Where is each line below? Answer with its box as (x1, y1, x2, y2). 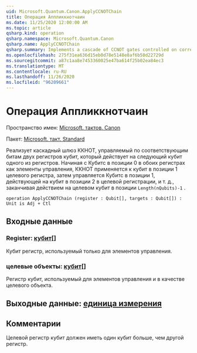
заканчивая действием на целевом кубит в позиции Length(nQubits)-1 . (6, 184, 186, 191)
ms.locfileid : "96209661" (6, 80, 69, 86)
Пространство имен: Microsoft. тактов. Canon (6, 124, 121, 131)
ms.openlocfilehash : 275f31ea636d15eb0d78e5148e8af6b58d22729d (6, 52, 164, 58)
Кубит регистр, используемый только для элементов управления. (6, 247, 172, 254)
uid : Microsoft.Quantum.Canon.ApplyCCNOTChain (6, 8, 122, 15)
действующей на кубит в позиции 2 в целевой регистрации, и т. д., (6, 178, 174, 185)
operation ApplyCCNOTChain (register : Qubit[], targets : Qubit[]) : (6, 195, 182, 201)
